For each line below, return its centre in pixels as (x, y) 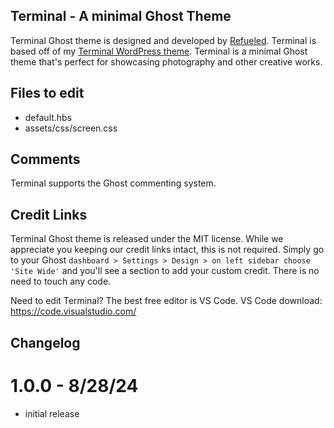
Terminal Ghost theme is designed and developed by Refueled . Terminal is (163, 40)
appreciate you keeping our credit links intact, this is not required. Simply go (167, 250)
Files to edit (47, 93)
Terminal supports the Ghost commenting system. (113, 183)
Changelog (45, 342)
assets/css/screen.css (71, 128)
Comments (45, 159)
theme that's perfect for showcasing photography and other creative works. (166, 61)
